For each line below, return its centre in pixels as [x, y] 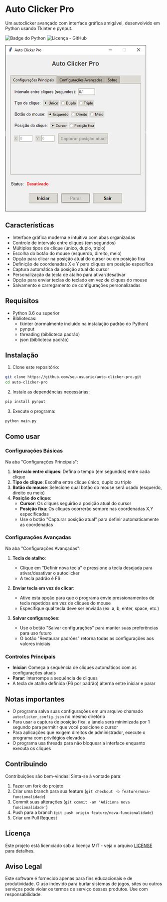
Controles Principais [30, 656]
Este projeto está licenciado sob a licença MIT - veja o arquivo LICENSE [79, 845]
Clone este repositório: [36, 367]
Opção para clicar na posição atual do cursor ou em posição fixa [79, 258]
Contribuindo [26, 764]
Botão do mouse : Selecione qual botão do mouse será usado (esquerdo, [87, 487]
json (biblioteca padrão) [44, 339]
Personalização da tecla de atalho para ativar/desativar [69, 274]
